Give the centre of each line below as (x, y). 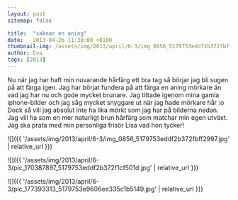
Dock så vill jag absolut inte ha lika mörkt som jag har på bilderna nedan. (113, 110)
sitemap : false (30, 21)
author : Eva (25, 53)
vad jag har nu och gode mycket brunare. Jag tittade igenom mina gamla (113, 95)
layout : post (27, 14)
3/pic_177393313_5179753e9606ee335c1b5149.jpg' (82, 189)
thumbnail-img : (30, 47)
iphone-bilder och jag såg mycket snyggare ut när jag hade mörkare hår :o (116, 102)
